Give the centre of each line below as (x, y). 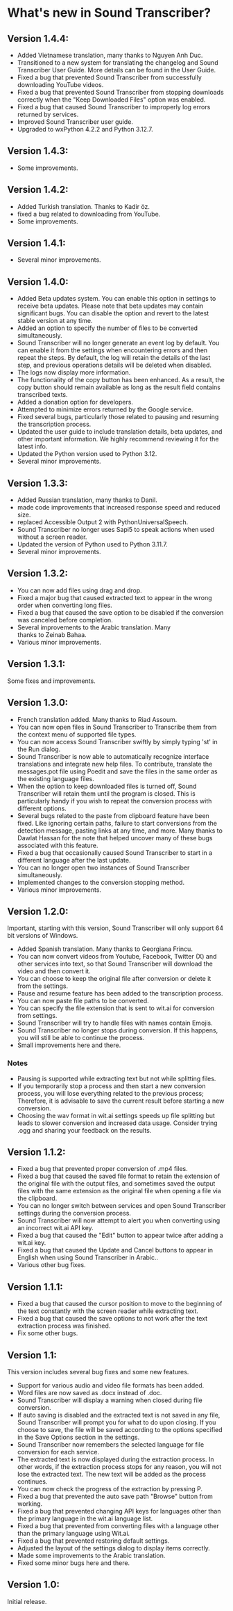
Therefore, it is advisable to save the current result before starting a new (121, 1101)
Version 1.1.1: (35, 1287)
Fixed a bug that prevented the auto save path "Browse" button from (115, 1496)
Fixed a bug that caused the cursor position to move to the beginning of (120, 1304)
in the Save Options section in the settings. (78, 1437)
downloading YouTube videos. (60, 85)
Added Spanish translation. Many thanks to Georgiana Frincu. (105, 949)
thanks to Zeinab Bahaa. (52, 634)
